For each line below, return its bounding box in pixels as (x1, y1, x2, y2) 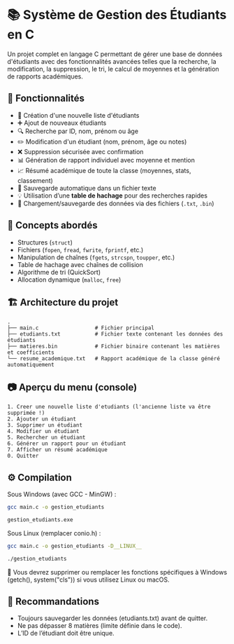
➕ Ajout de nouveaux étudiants (17, 118, 107, 127)
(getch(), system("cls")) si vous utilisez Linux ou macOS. (7, 575, 170, 584)
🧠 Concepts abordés (7, 219, 98, 231)
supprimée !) (7, 409, 45, 417)
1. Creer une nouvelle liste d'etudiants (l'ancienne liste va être (7, 404, 211, 411)
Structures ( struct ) (17, 238, 73, 247)
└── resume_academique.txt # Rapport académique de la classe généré (7, 355, 220, 362)
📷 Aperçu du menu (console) (7, 381, 138, 393)
